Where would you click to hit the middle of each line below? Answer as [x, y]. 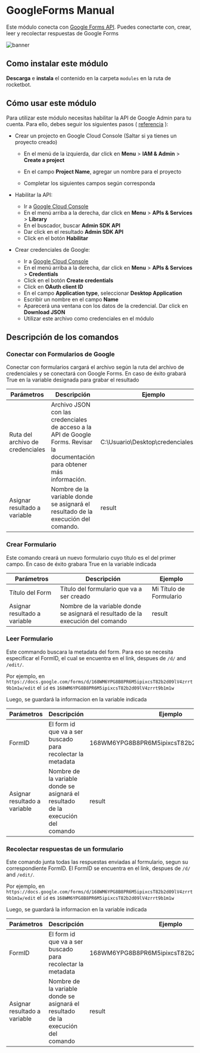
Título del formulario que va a [101, 588]
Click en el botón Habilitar [56, 238]
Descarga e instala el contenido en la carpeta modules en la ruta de [89, 78]
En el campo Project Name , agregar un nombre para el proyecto [102, 172]
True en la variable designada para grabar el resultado [73, 380]
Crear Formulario [31, 545]
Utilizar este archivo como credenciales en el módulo [89, 318]
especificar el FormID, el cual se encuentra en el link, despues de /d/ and [96, 658]
